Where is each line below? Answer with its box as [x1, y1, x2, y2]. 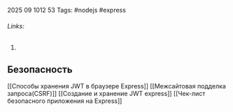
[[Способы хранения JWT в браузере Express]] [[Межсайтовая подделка [7, 82, 226, 90]
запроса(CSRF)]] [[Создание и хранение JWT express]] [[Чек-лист [7, 90, 206, 98]
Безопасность [7, 63, 73, 75]
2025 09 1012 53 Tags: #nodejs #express [7, 6, 126, 14]
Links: [7, 22, 24, 30]
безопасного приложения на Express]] [7, 97, 122, 105]
